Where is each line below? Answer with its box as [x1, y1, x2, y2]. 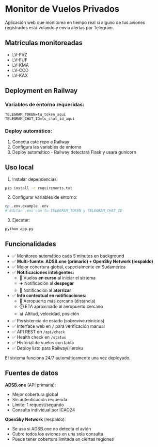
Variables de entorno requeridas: [5, 101, 85, 108]
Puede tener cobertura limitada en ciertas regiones [12, 436, 114, 442]
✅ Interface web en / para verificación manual [12, 323, 105, 329]
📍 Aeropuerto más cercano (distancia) [19, 298, 95, 304]
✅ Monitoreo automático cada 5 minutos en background [12, 253, 125, 259]
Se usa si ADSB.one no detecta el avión [12, 426, 91, 431]
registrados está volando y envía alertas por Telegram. [5, 24, 114, 30]
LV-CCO [12, 67, 29, 73]
